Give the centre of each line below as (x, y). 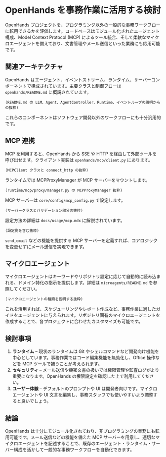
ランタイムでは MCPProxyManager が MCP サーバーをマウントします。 (77, 180)
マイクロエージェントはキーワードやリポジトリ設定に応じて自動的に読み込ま (83, 277)
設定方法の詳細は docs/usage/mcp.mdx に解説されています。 (65, 220)
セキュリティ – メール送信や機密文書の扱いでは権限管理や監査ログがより (86, 370)
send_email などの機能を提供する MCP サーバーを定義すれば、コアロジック (82, 240)
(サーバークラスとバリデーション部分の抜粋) (44, 210)
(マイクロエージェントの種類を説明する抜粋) (44, 299)
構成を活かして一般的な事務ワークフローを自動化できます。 (74, 450)
